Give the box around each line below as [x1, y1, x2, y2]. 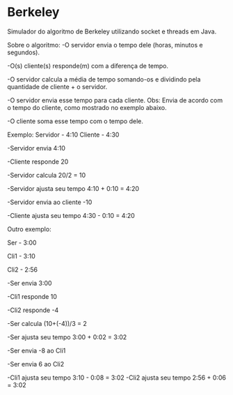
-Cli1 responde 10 [7, 292, 58, 300]
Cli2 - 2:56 [7, 265, 38, 274]
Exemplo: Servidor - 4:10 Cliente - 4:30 [7, 130, 120, 139]
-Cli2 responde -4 [7, 306, 59, 314]
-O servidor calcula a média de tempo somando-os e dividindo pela [7, 75, 201, 84]
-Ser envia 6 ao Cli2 [7, 359, 65, 368]
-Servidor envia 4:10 [7, 144, 66, 152]
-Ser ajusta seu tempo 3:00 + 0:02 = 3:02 [7, 332, 127, 341]
